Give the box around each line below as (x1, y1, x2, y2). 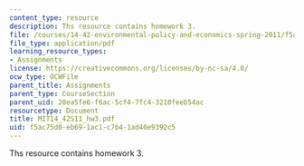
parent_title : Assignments (9, 81, 111, 90)
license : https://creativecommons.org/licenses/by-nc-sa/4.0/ (9, 64, 249, 73)
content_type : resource (9, 13, 100, 23)
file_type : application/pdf (9, 38, 116, 48)
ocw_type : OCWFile (9, 73, 79, 82)
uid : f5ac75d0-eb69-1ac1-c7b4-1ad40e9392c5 (9, 123, 176, 132)
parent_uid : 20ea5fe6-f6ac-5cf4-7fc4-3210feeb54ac (9, 97, 204, 107)
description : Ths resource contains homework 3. (9, 22, 196, 31)
